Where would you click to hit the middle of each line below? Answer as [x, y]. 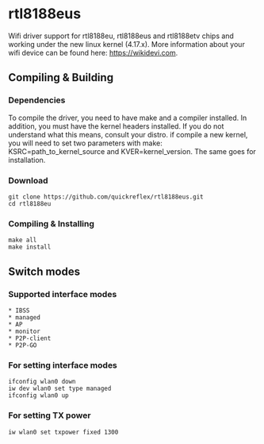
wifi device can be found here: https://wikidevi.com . [93, 52]
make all [23, 240]
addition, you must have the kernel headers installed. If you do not [116, 126]
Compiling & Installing [52, 223]
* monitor [25, 331]
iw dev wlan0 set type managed [60, 389]
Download [29, 180]
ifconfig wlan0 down [42, 382]
